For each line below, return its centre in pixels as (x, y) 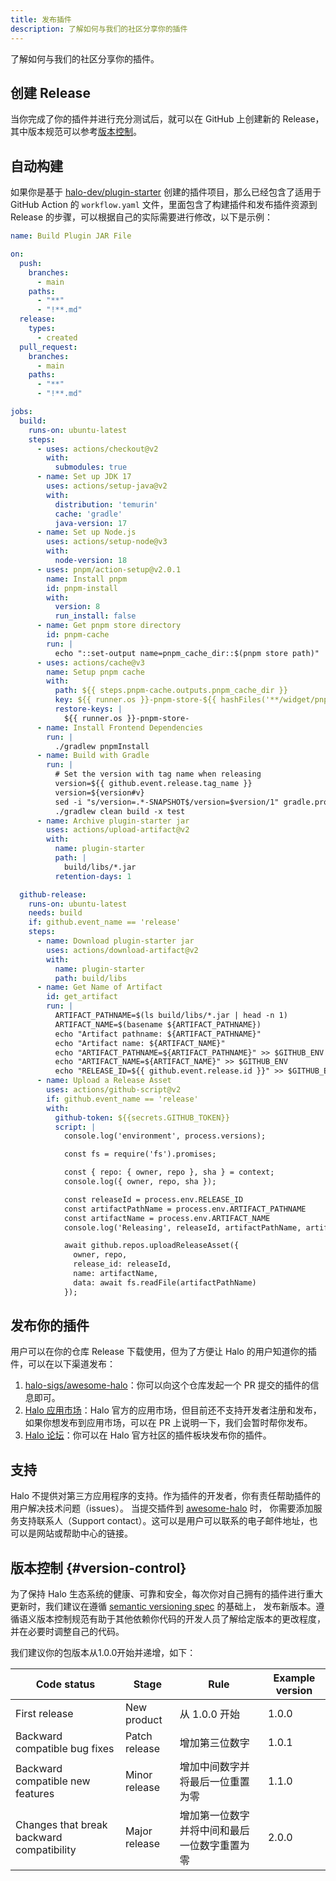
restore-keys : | (88, 709)
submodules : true (91, 467)
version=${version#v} (99, 792)
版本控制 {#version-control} (98, 1567)
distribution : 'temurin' (106, 504)
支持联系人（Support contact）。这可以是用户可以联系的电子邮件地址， (164, 1521)
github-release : (53, 894)
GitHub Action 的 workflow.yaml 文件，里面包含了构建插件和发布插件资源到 (164, 205)
